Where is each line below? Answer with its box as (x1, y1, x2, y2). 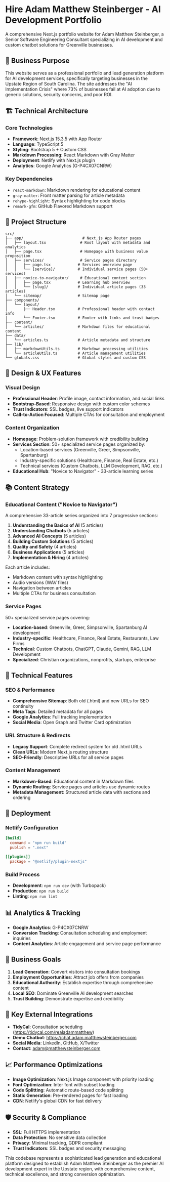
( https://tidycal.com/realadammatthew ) (12, 1029, 95, 1035)
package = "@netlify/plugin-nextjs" (10, 859, 87, 864)
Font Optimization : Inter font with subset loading (12, 1082, 115, 1088)
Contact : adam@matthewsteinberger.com (12, 1045, 101, 1051)
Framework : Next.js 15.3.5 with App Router (12, 136, 102, 142)
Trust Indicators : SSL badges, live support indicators (12, 406, 124, 412)
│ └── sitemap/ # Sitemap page (5, 293, 110, 298)
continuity (12, 703, 34, 709)
